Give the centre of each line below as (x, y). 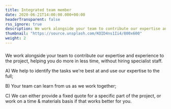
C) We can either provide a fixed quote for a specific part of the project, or (83, 96)
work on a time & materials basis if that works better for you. (68, 101)
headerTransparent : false (33, 19)
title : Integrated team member (38, 10)
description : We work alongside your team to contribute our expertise (83, 29)
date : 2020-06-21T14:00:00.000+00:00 (45, 15)
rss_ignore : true (24, 24)
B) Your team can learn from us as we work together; (61, 86)
